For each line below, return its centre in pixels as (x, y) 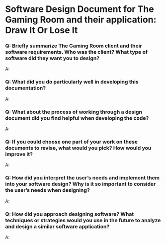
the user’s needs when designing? (48, 190)
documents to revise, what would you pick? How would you (78, 148)
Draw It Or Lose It (41, 30)
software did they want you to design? (52, 58)
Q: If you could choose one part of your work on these (72, 142)
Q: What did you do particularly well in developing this (72, 82)
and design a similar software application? (57, 226)
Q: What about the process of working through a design (74, 112)
